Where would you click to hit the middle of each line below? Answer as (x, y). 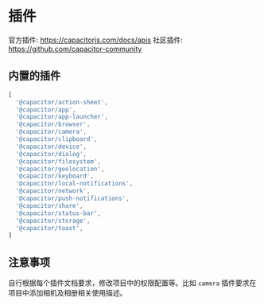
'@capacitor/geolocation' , (60, 169)
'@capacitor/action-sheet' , (62, 102)
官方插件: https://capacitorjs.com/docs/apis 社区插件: (95, 40)
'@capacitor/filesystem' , (58, 161)
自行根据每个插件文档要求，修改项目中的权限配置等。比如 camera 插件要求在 (132, 283)
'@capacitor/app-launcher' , (62, 117)
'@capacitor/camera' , (51, 132)
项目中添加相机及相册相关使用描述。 (68, 293)
